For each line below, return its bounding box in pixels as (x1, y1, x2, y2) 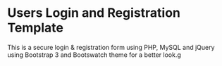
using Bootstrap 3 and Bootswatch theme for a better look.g (7, 51, 182, 59)
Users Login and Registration (7, 5, 181, 21)
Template (7, 20, 63, 36)
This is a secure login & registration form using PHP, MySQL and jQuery (7, 43, 215, 51)
